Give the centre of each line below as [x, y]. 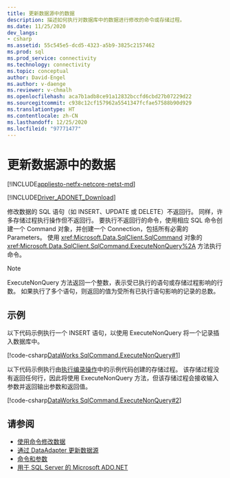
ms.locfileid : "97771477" [44, 129]
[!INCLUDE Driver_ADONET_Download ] [61, 197]
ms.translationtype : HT [41, 109]
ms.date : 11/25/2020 [37, 26]
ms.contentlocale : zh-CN [43, 116]
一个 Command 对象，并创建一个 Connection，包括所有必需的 [101, 229]
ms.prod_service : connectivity [52, 58]
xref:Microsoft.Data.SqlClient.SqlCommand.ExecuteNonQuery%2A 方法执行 [114, 246]
